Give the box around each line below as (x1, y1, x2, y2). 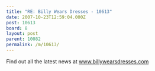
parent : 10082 (6, 36, 41, 42)
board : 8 (6, 25, 28, 31)
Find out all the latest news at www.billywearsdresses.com (6, 57, 149, 65)
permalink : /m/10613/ (6, 42, 60, 48)
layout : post (6, 31, 38, 37)
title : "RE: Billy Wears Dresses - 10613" (6, 8, 112, 15)
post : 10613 (6, 20, 35, 25)
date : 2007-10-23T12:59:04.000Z (6, 14, 86, 20)
